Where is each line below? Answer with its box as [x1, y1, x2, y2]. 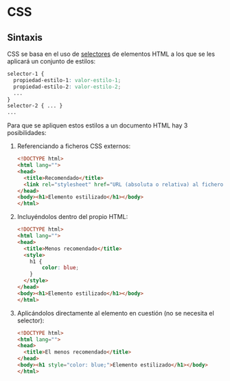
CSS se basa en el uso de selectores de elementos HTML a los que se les [7, 50, 215, 58]
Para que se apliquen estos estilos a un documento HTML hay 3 [7, 121, 188, 130]
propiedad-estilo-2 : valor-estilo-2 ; [13, 83, 122, 90]
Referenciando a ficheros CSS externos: [16, 142, 131, 150]
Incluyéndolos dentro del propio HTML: [16, 213, 128, 221]
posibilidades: [7, 129, 47, 137]
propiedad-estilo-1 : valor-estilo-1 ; [13, 76, 122, 83]
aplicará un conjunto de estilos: [7, 57, 96, 65]
